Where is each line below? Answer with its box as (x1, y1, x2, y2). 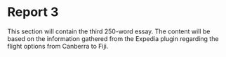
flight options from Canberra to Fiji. (7, 42, 109, 50)
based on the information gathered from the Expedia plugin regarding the (7, 34, 219, 42)
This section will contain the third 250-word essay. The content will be (7, 27, 211, 35)
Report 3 (7, 4, 59, 20)
